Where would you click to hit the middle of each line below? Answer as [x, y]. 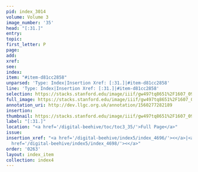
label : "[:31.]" [26, 122]
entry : [14, 34]
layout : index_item [30, 154]
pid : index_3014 [26, 12]
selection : [19, 94]
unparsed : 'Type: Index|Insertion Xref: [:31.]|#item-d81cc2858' [88, 83]
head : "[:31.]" [25, 28]
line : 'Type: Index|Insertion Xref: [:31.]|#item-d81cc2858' [83, 89]
